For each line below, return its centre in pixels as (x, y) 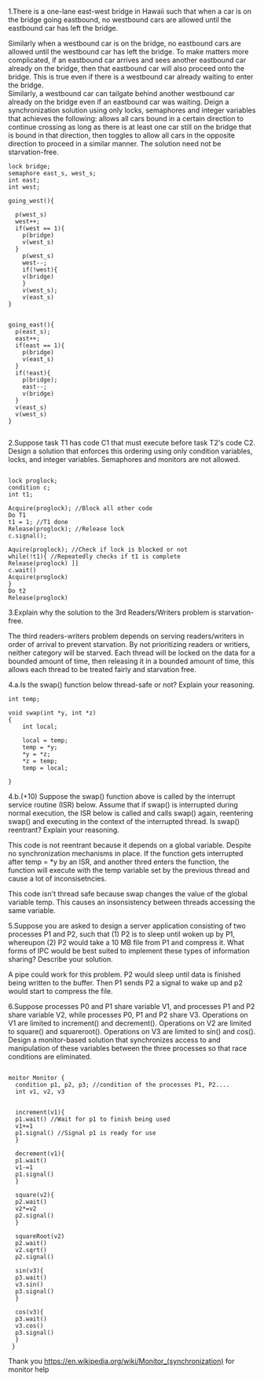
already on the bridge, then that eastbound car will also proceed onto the (126, 68)
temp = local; (45, 768)
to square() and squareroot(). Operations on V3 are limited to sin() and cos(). (132, 1031)
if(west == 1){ (40, 228)
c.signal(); (27, 536)
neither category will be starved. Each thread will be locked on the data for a (132, 653)
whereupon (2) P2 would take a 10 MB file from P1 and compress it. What (126, 942)
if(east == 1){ (40, 345)
